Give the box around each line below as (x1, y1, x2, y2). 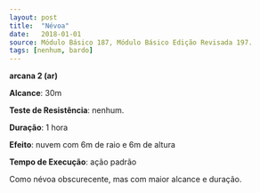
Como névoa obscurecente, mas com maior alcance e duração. (9, 174, 242, 185)
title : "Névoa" (9, 21, 69, 30)
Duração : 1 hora (9, 122, 69, 133)
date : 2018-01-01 (9, 29, 82, 38)
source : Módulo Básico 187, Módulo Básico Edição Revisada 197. (9, 37, 253, 47)
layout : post (9, 12, 58, 22)
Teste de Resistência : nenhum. (9, 105, 125, 116)
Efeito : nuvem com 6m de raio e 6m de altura (9, 140, 176, 150)
